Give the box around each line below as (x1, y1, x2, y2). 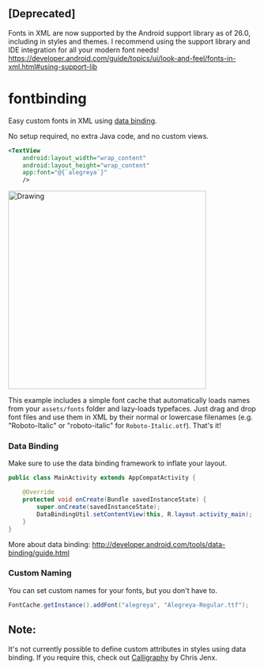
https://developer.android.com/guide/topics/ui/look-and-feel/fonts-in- (8, 53, 236, 63)
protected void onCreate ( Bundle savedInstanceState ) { (22, 496, 207, 503)
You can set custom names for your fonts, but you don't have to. (8, 585, 218, 595)
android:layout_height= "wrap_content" (22, 161, 150, 170)
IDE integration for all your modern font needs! (8, 44, 160, 55)
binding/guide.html (8, 548, 70, 557)
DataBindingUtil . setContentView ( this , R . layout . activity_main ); (36, 510, 253, 519)
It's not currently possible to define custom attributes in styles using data (8, 644, 247, 653)
